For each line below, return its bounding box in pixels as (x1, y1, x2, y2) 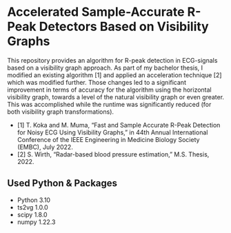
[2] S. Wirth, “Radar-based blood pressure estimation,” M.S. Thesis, (17, 150, 210, 159)
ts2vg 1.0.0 (17, 203, 48, 211)
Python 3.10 (17, 196, 50, 204)
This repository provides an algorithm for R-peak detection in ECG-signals (7, 56, 218, 64)
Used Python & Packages (7, 177, 118, 190)
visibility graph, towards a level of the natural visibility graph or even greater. (7, 92, 225, 101)
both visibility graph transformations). (7, 108, 114, 116)
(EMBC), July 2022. (17, 143, 74, 151)
